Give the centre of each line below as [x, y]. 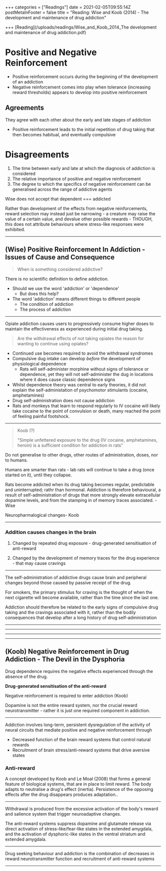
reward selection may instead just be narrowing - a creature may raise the [80, 213]
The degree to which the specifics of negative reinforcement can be [82, 184]
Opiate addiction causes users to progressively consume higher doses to [80, 324]
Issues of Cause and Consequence [60, 257]
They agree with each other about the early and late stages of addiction [78, 120]
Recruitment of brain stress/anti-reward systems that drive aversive [81, 750]
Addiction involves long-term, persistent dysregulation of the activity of [78, 725]
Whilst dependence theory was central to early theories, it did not [79, 384]
